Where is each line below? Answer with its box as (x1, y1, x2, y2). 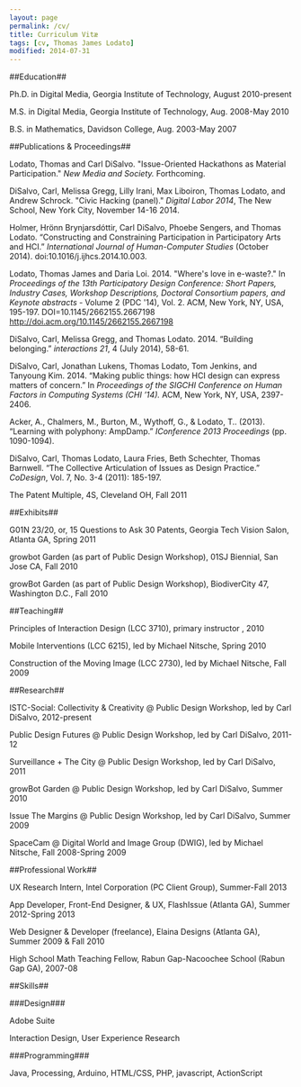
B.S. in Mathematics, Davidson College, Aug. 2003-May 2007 (9, 123, 237, 135)
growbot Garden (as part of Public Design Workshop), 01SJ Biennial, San (9, 551, 279, 563)
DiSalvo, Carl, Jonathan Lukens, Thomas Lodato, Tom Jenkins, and (9, 361, 258, 372)
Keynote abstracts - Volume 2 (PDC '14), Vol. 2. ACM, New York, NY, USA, (9, 297, 285, 308)
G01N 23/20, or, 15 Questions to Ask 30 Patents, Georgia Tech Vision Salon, (9, 524, 289, 536)
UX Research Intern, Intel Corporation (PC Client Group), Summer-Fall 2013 (9, 882, 288, 892)
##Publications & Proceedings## (9, 141, 131, 152)
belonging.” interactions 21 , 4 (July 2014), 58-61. (9, 343, 190, 354)
